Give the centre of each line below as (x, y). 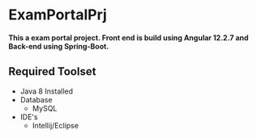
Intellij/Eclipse (56, 125)
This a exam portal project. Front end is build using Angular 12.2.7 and (128, 37)
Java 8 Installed (47, 91)
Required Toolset (52, 71)
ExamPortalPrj (58, 15)
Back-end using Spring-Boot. (59, 46)
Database (36, 99)
